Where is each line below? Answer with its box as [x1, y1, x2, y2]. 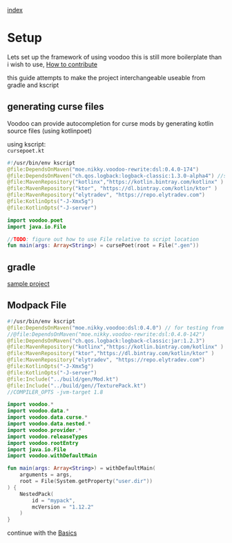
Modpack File [7, 300, 67, 312]
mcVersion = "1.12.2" [32, 504, 95, 511]
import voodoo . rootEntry [7, 439, 79, 446]
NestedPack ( [19, 490, 54, 497]
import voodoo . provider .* [7, 426, 81, 434]
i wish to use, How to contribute [7, 60, 98, 68]
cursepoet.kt [7, 147, 45, 154]
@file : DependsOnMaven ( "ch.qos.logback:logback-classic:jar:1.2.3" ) [7, 337, 206, 344]
